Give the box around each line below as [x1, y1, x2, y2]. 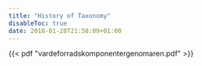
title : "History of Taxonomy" [8, 11, 112, 20]
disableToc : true [8, 19, 68, 27]
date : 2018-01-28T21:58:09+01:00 [8, 27, 122, 35]
